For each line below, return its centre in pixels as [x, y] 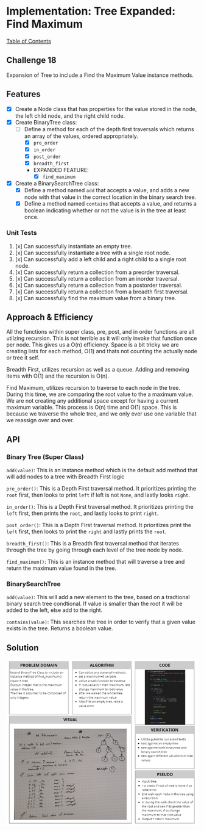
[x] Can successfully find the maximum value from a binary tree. [96, 298]
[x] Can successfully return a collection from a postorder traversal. [99, 285]
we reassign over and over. [40, 420]
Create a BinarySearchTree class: [57, 184]
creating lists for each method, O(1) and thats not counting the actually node [102, 351]
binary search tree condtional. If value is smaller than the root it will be [94, 604]
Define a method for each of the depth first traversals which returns [109, 129]
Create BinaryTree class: [46, 122]
